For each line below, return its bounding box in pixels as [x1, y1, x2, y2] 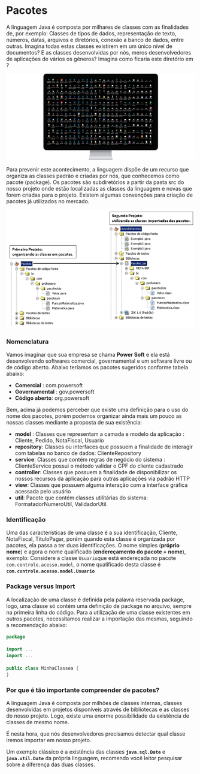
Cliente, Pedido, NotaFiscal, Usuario [14, 436, 104, 444]
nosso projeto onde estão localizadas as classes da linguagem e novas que [6, 185, 193, 192]
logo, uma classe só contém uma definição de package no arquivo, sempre [6, 602, 192, 609]
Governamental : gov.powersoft [14, 388, 95, 395]
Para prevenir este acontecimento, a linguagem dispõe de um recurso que [6, 165, 189, 173]
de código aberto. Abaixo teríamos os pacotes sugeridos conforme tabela [6, 363, 189, 371]
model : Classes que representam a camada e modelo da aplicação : [14, 430, 184, 438]
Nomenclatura [6, 337, 49, 345]
